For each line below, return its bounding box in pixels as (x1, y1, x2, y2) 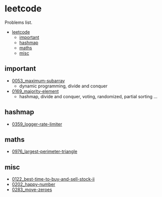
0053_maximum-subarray (11, 77, 65, 83)
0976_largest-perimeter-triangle (11, 148, 78, 154)
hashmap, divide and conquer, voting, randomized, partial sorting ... (19, 93, 158, 99)
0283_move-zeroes (11, 187, 53, 193)
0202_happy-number (11, 182, 55, 188)
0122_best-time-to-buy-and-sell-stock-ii (11, 176, 95, 182)
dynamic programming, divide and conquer (19, 83, 108, 89)
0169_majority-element (11, 88, 59, 94)
